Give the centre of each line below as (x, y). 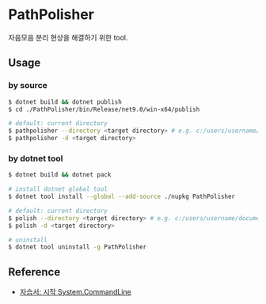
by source (28, 85)
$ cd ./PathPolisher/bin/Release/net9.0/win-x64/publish (104, 109)
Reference (34, 272)
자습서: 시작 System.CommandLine (76, 292)
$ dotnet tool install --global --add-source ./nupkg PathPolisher (122, 197)
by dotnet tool (36, 158)
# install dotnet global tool (58, 189)
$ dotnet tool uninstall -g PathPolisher (78, 247)
